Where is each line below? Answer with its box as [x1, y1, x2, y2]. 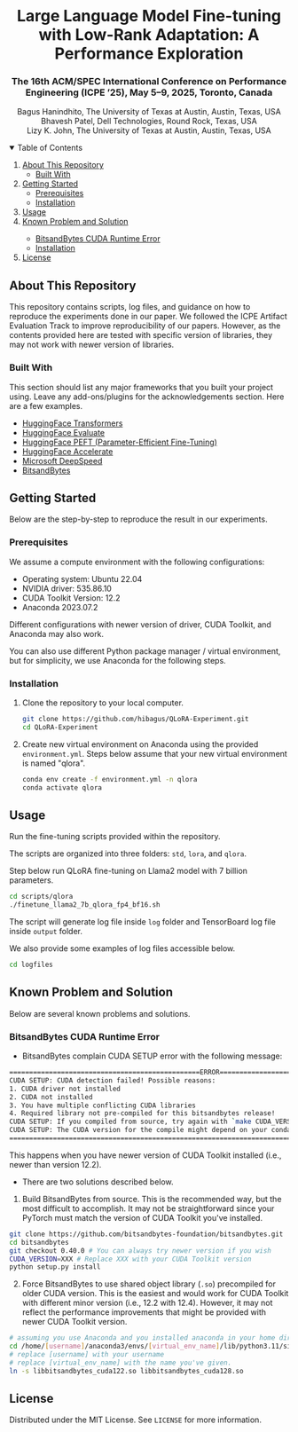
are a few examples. [9, 400, 83, 411]
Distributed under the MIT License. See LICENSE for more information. [9, 1414, 262, 1425]
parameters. [9, 875, 54, 885]
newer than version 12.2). [9, 1159, 102, 1169]
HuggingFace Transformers [21, 418, 123, 429]
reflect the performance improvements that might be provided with [21, 1307, 267, 1318]
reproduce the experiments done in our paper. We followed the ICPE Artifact [9, 311, 287, 322]
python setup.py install [9, 1263, 101, 1271]
